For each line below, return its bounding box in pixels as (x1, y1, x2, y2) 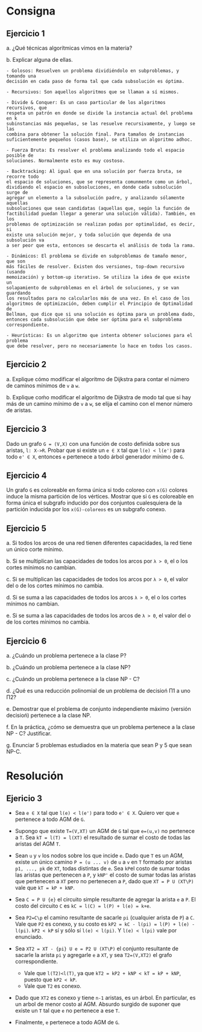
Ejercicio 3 (6, 424, 47, 434)
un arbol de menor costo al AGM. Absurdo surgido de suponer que (14, 1001, 181, 1008)
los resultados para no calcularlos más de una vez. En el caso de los (6, 295, 190, 301)
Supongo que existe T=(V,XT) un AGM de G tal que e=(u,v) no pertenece (14, 828, 195, 835)
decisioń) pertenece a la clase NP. (6, 712, 92, 719)
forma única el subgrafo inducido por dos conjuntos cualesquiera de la (6, 499, 182, 506)
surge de (6, 189, 28, 195)
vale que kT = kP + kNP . (14, 884, 75, 892)
